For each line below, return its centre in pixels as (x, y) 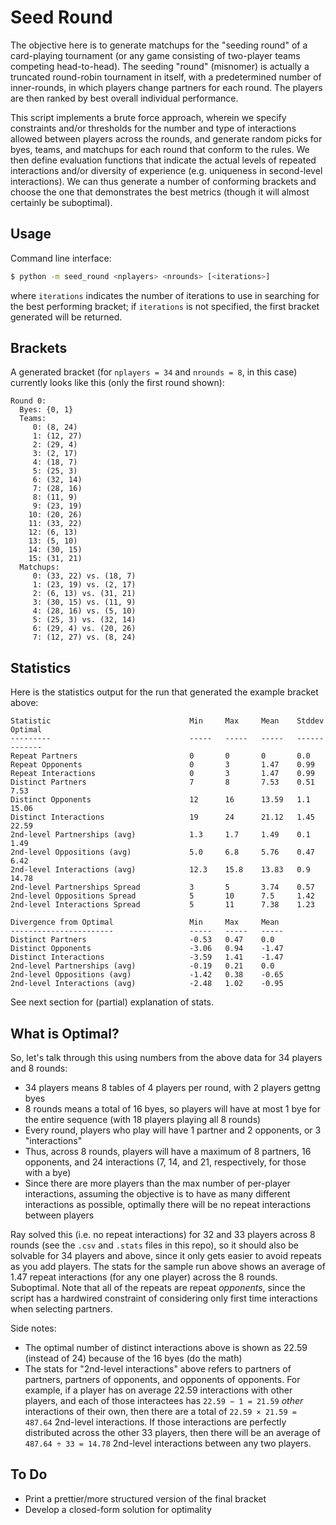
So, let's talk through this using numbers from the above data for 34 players (166, 1058)
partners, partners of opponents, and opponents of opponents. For (162, 1380)
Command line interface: (61, 258)
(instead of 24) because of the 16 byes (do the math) (133, 1358)
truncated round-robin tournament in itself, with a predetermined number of (166, 77)
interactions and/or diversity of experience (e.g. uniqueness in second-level (166, 170)
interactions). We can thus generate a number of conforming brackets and (163, 181)
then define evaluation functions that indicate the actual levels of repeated (163, 160)
